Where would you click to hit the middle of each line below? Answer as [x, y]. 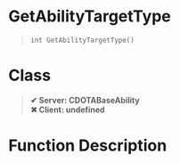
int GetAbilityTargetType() [82, 40]
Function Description [88, 146]
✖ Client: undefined [67, 110]
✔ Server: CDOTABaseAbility [85, 100]
